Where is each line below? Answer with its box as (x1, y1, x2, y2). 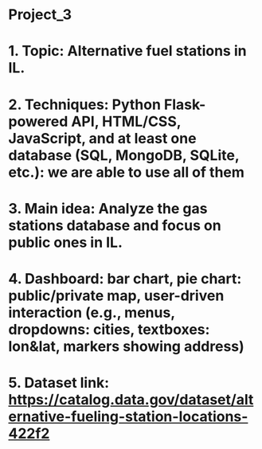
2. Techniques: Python (8, 96, 162, 113)
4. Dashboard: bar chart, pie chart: (8, 269, 242, 287)
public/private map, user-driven (8, 287, 225, 304)
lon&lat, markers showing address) (8, 337, 244, 355)
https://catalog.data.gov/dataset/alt (8, 391, 254, 409)
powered (8, 112, 68, 131)
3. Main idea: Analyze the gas (8, 199, 208, 217)
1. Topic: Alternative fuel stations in (8, 42, 247, 61)
